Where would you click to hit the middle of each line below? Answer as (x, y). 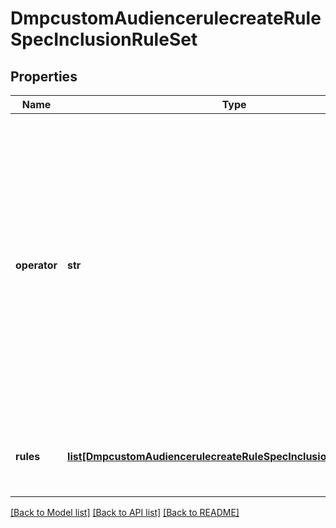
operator (36, 265)
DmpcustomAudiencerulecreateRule (166, 18)
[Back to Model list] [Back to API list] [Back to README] (125, 512)
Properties (44, 76)
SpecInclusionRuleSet (104, 39)
